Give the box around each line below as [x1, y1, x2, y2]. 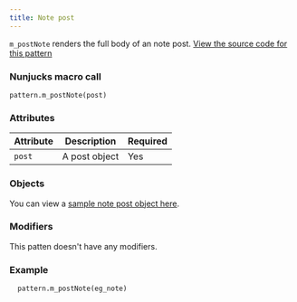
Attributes [9, 111, 55, 124]
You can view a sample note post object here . [9, 198, 179, 209]
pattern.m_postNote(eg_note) [17, 284, 128, 294]
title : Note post [9, 13, 75, 23]
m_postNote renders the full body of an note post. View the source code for [9, 38, 288, 49]
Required [127, 135, 168, 147]
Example [9, 263, 49, 276]
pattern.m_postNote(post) [9, 90, 107, 99]
